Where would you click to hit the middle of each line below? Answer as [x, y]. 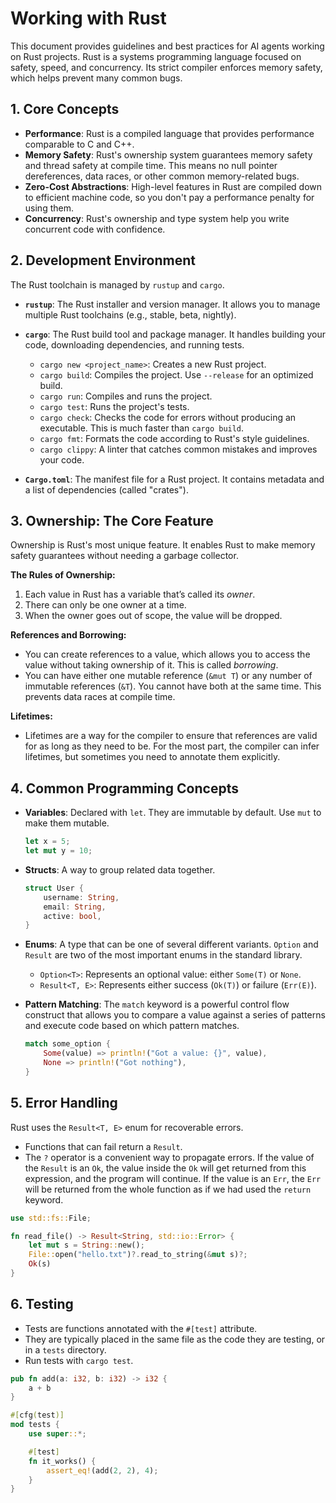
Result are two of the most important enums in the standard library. [163, 955]
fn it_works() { [62, 1461]
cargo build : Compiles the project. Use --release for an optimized [176, 374]
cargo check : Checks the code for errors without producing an [168, 417]
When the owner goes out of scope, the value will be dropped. [153, 616]
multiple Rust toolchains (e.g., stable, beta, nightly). [130, 314]
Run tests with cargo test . [79, 1360]
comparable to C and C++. [79, 144]
